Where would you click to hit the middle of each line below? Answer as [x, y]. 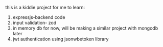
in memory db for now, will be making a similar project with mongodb [85, 28]
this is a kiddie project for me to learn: [45, 7]
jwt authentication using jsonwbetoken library [61, 39]
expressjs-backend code [39, 17]
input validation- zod [34, 23]
